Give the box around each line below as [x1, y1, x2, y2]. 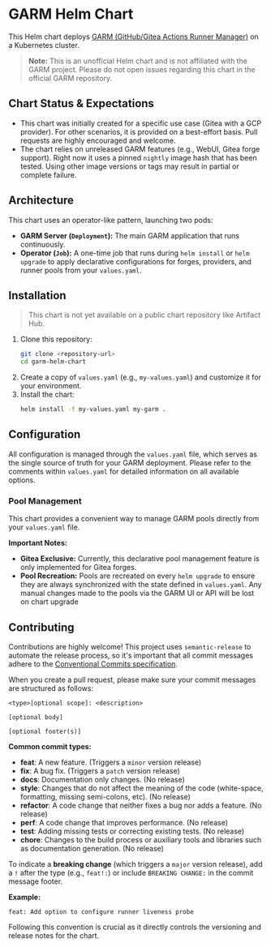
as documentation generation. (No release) [19, 843, 165, 853]
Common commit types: [8, 741, 92, 751]
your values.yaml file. [8, 522, 80, 532]
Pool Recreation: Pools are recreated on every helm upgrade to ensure [19, 571, 256, 581]
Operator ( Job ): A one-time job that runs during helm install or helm [19, 248, 250, 258]
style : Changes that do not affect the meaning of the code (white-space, [19, 783, 264, 793]
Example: [8, 892, 41, 902]
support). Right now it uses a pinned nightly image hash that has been [19, 152, 257, 162]
